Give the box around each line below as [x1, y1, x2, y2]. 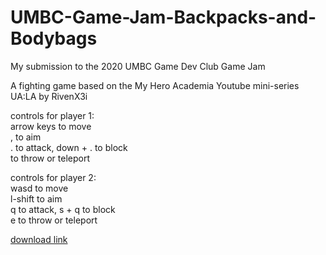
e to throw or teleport [10, 214, 98, 226]
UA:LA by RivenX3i [10, 90, 88, 102]
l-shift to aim [10, 192, 63, 205]
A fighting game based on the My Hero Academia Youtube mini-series [10, 79, 300, 91]
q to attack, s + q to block [10, 203, 116, 215]
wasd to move [10, 182, 69, 194]
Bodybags [10, 27, 98, 50]
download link [10, 233, 68, 245]
